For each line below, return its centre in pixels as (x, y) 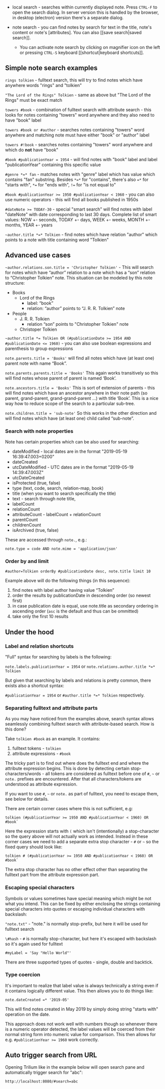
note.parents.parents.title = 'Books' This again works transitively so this (82, 373)
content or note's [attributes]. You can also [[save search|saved (77, 32)
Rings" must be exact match (34, 100)
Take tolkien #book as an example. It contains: (53, 739)
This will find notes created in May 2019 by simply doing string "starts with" (82, 1009)
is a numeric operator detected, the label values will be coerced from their (80, 1029)
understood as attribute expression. (41, 784)
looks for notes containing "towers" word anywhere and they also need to (80, 115)
